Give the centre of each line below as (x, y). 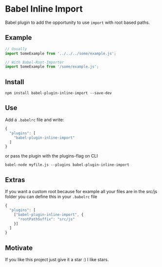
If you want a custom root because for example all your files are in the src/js (81, 192)
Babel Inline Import (44, 9)
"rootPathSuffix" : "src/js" (46, 219)
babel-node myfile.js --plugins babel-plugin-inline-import (67, 165)
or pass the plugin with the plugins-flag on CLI (52, 156)
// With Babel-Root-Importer (35, 62)
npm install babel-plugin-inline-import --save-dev (58, 93)
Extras (15, 180)
